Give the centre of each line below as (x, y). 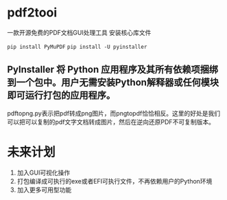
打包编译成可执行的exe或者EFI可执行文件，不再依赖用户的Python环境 (115, 181)
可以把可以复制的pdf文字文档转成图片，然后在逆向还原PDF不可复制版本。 (111, 122)
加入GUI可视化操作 (44, 173)
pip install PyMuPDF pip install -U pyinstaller (77, 47)
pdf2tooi (32, 13)
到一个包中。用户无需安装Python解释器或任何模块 (113, 83)
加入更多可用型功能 (44, 190)
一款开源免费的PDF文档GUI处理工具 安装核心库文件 (79, 32)
